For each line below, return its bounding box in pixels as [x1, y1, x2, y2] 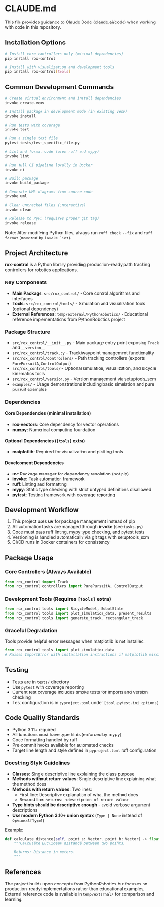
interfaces [12, 295, 33, 301]
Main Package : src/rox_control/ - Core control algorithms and [12, 290, 140, 296]
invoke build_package [5, 180, 49, 186]
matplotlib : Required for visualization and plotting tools [12, 449, 123, 454]
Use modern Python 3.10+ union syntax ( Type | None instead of [12, 812, 143, 818]
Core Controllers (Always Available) [5, 568, 92, 575]
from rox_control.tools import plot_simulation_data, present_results [5, 611, 152, 616]
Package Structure [5, 328, 50, 335]
